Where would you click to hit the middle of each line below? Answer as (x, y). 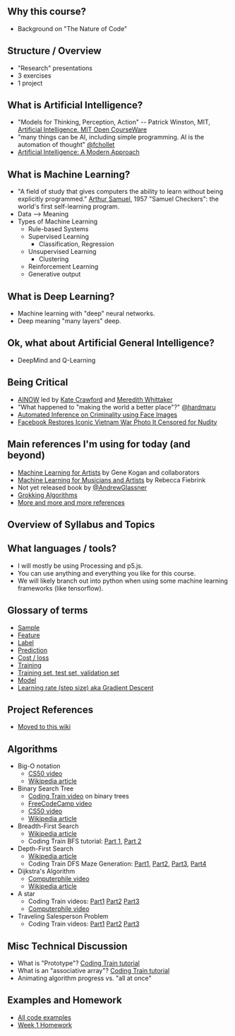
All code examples (44, 1017)
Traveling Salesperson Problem (63, 916)
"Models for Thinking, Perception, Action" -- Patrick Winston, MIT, (114, 122)
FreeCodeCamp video (60, 804)
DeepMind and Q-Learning (56, 360)
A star (26, 894)
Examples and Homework (65, 1000)
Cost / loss (33, 658)
